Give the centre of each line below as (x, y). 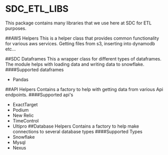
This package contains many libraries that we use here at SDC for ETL (79, 23)
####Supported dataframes (35, 70)
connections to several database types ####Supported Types (77, 131)
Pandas (21, 79)
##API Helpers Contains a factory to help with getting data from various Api (84, 89)
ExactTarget (25, 104)
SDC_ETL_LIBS (37, 9)
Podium (21, 110)
